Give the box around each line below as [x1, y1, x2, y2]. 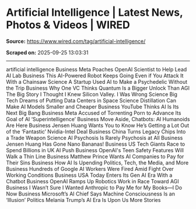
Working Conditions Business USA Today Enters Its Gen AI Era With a [6, 172, 173, 179]
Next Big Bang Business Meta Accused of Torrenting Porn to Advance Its [6, 109, 181, 117]
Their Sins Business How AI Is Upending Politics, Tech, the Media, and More [6, 159, 189, 166]
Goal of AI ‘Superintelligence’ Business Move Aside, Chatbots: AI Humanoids [6, 115, 190, 122]
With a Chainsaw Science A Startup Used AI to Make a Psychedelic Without [6, 78, 188, 85]
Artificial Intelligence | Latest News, [6, 6, 183, 19]
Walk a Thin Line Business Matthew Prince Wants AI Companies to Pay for [6, 153, 184, 160]
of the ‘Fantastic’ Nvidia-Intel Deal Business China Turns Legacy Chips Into [6, 128, 186, 135]
